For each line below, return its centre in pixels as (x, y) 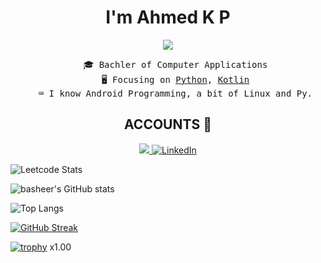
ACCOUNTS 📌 (168, 124)
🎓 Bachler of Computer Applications (175, 64)
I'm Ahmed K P (168, 17)
